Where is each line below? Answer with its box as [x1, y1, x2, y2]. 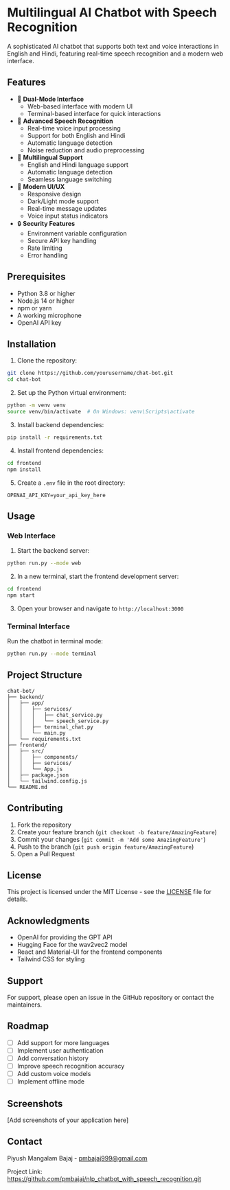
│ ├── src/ [7, 747, 45, 755]
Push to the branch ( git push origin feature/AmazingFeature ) [16, 843, 194, 851]
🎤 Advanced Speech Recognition [16, 117, 113, 125]
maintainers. [7, 1000, 43, 1009]
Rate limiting [27, 244, 63, 252]
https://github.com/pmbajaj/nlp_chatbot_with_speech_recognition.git [7, 1174, 201, 1182]
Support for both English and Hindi [27, 131, 126, 139]
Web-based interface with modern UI [27, 102, 133, 111]
